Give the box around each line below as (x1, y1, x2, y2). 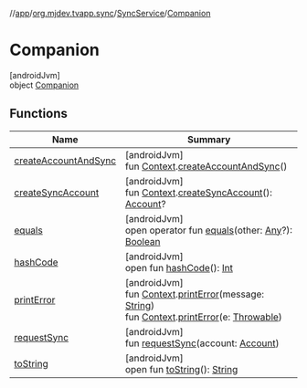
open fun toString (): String (124, 362, 238, 375)
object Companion (9, 79, 79, 90)
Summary (186, 132, 231, 145)
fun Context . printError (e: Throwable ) (124, 310, 283, 323)
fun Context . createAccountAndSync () (124, 160, 288, 173)
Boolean (124, 235, 161, 247)
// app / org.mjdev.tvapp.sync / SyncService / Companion (9, 8, 211, 18)
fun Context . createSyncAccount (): (124, 186, 272, 199)
